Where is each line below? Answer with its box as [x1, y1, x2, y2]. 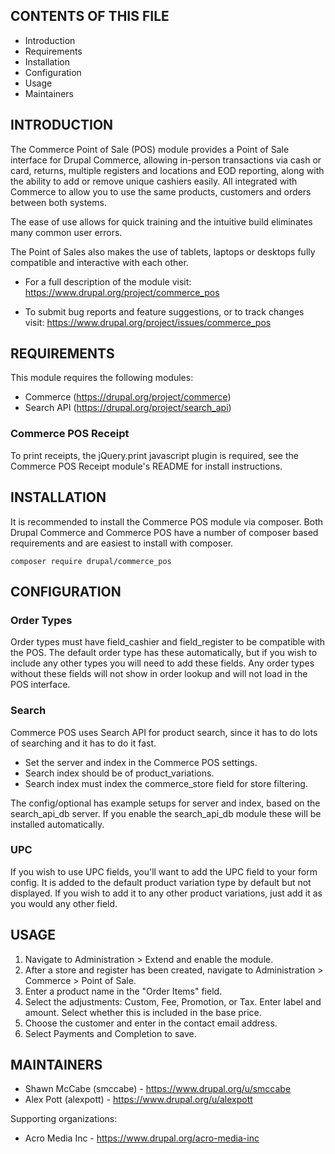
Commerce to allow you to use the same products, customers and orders [10, 185, 312, 198]
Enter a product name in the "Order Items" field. [24, 985, 223, 997]
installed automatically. [10, 818, 105, 830]
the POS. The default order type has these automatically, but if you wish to [10, 647, 318, 659]
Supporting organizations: [10, 1113, 118, 1125]
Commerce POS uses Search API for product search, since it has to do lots [10, 726, 318, 738]
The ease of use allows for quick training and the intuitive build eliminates [10, 215, 313, 228]
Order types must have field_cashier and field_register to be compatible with [10, 636, 326, 648]
